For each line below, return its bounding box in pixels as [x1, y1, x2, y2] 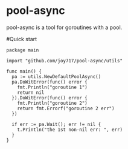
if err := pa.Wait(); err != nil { [11, 121, 101, 127]
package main [6, 47, 39, 53]
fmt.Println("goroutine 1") [17, 84, 88, 90]
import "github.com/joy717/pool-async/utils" [6, 58, 123, 64]
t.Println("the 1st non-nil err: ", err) [17, 127, 123, 133]
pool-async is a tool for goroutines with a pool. [6, 24, 123, 31]
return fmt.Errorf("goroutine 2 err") [17, 105, 115, 111]
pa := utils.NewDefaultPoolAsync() [11, 73, 101, 79]
